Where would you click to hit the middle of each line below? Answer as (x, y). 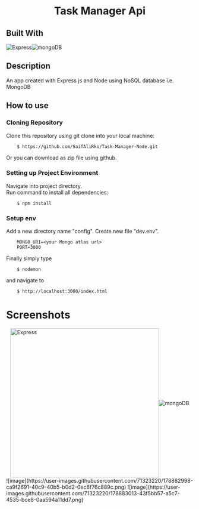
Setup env (21, 218)
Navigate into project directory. (44, 186)
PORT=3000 (29, 248)
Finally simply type (29, 258)
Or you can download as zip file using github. (61, 158)
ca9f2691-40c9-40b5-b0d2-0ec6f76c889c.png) (66, 487)
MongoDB (18, 87)
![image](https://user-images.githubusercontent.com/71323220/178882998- (99, 481)
